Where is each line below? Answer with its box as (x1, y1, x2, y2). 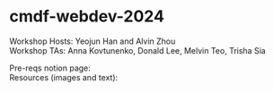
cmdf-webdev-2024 (9, 6, 164, 27)
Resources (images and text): (9, 71, 119, 82)
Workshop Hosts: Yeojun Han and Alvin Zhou (9, 36, 176, 46)
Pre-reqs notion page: (9, 63, 92, 73)
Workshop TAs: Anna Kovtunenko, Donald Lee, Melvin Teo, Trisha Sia (9, 45, 267, 55)
